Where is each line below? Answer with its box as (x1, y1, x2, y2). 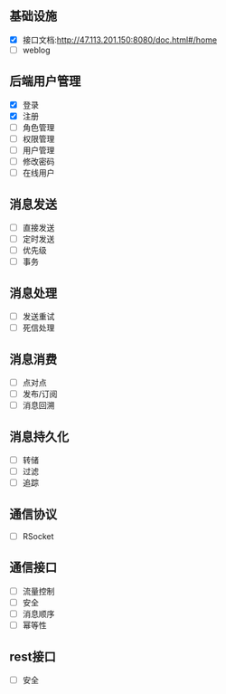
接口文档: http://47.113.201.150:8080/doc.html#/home (22, 34, 218, 45)
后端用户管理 (9, 73, 81, 89)
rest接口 (9, 649, 57, 664)
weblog (22, 44, 52, 55)
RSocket (22, 531, 54, 541)
